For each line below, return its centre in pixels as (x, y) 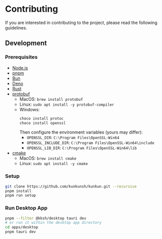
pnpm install (18, 191)
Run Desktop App (26, 208)
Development (26, 43)
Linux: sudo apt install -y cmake (54, 164)
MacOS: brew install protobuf (51, 99)
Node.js (20, 68)
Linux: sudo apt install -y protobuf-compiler (67, 104)
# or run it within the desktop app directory (53, 223)
